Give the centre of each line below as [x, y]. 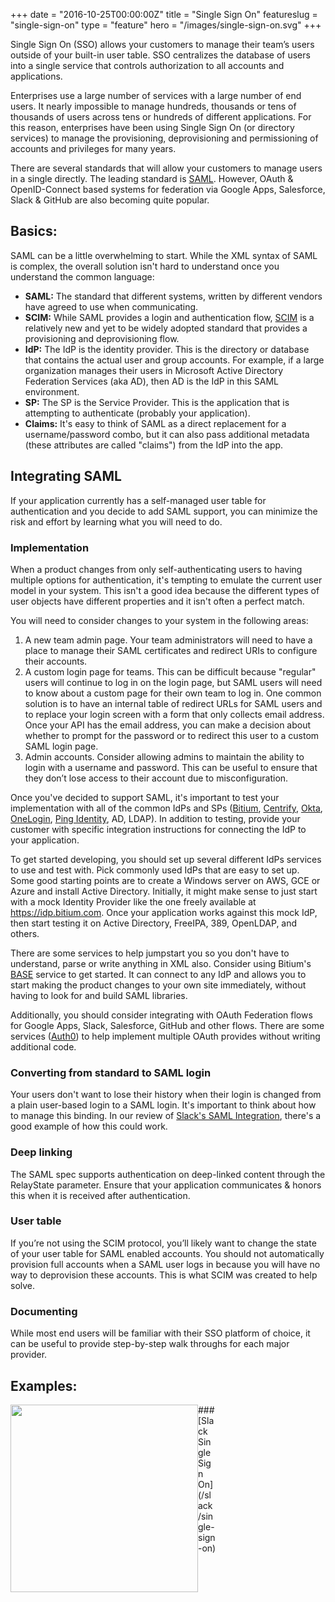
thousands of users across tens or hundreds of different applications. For [161, 117]
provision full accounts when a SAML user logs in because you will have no [165, 1264]
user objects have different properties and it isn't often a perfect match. [157, 601]
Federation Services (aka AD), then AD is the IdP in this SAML [151, 381]
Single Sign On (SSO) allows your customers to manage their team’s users [162, 44]
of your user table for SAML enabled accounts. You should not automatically [167, 1253]
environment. [52, 391]
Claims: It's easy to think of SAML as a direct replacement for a [155, 423]
